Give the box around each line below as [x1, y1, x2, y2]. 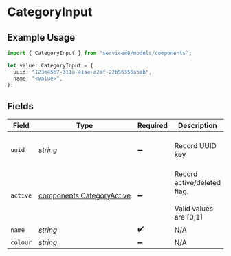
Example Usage [7, 32, 76, 43]
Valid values [174, 204, 214, 213]
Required [137, 121, 168, 131]
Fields [7, 100, 34, 112]
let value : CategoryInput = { [7, 62, 94, 69]
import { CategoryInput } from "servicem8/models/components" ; [7, 50, 192, 56]
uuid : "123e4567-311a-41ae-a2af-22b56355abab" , [13, 68, 153, 76]
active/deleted [174, 178, 221, 188]
